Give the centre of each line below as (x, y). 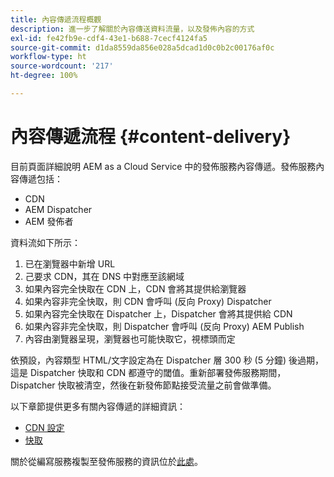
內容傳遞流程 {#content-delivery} (151, 137)
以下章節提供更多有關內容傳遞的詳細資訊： (98, 406)
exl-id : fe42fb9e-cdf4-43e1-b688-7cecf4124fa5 (109, 38)
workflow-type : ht (48, 57)
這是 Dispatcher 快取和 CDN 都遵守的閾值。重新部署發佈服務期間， (148, 372)
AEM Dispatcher (58, 209)
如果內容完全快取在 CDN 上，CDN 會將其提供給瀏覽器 (135, 288)
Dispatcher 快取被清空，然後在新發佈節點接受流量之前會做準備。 (143, 385)
